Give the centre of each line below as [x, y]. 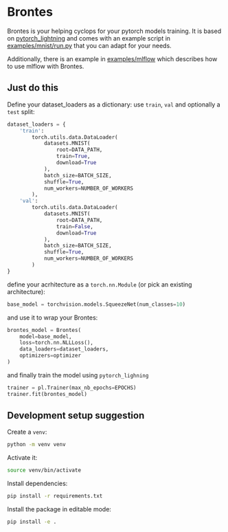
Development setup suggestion [76, 415]
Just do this [33, 88]
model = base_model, [46, 336]
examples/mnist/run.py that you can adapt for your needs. [89, 45]
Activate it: [22, 458]
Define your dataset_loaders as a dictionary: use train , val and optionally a [114, 104]
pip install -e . [32, 522]
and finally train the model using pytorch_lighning [78, 375]
